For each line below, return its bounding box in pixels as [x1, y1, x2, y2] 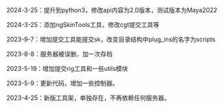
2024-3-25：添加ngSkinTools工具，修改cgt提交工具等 [6, 21, 159, 29]
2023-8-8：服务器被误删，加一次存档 [6, 50, 113, 58]
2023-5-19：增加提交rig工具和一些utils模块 [6, 65, 128, 72]
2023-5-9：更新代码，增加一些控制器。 [6, 79, 119, 87]
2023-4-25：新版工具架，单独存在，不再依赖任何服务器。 [6, 94, 170, 102]
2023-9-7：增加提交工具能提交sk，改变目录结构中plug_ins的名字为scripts [6, 35, 216, 43]
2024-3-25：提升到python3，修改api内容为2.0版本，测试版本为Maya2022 [6, 6, 218, 14]
